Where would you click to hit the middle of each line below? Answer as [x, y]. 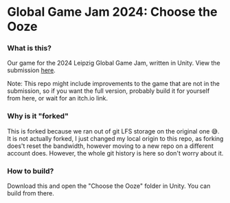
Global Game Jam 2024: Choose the [112, 12]
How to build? [31, 171]
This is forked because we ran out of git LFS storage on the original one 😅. [113, 131]
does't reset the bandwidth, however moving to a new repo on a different [111, 146]
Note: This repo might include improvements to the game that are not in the [113, 84]
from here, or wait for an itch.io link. [58, 98]
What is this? [29, 48]
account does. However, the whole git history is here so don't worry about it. [115, 153]
